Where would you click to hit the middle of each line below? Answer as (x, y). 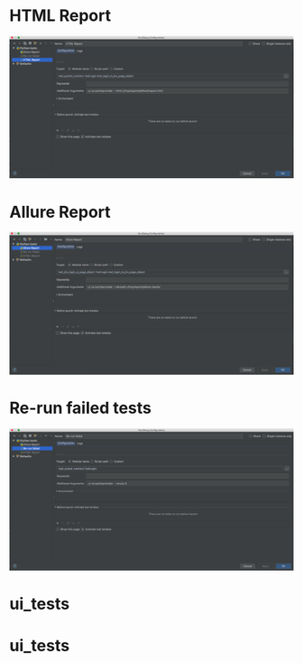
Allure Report (60, 212)
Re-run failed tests (80, 408)
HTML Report (60, 16)
